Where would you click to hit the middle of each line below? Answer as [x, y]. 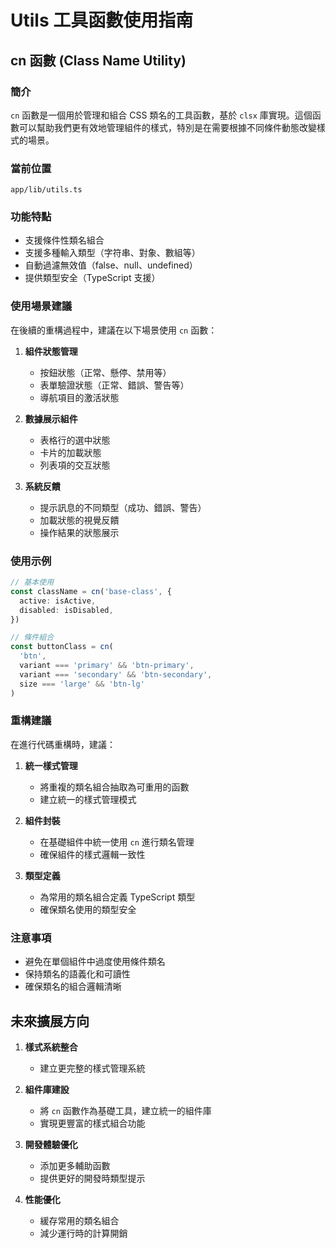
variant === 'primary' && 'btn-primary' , [107, 666]
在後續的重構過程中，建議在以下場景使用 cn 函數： [114, 330]
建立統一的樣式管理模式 [88, 799]
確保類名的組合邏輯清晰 [73, 987]
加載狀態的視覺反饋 [79, 520]
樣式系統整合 [51, 1047]
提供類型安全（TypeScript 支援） [92, 278]
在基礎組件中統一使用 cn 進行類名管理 [117, 842]
